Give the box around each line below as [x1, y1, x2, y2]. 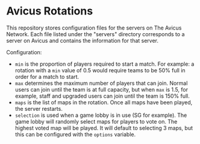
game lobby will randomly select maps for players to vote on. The [14, 117, 178, 125]
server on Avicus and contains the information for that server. [6, 37, 158, 44]
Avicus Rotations [6, 4, 93, 18]
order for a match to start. [14, 73, 80, 80]
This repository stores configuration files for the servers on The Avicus [6, 24, 182, 31]
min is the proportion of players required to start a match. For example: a [14, 60, 195, 67]
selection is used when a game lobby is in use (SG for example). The [14, 111, 187, 119]
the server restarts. [14, 105, 63, 112]
